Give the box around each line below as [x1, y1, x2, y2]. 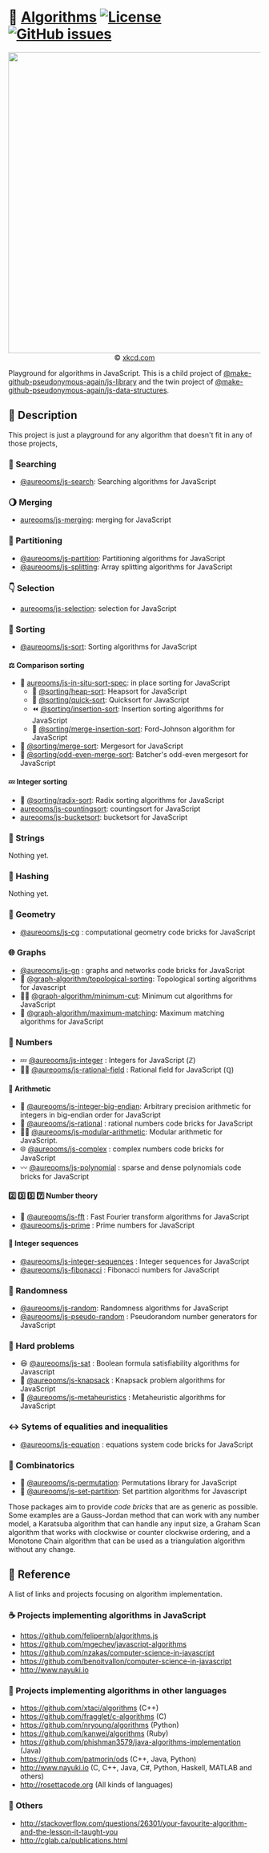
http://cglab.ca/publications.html [19, 1835, 128, 1845]
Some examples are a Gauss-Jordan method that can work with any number [8, 1510, 260, 1520]
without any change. [8, 1544, 76, 1554]
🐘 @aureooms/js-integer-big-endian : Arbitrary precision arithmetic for [19, 1102, 252, 1111]
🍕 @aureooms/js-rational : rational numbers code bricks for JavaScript [19, 1118, 254, 1128]
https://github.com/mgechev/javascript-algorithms [19, 1639, 187, 1649]
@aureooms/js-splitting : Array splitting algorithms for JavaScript [19, 562, 233, 572]
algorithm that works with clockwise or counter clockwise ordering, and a [8, 1527, 251, 1537]
